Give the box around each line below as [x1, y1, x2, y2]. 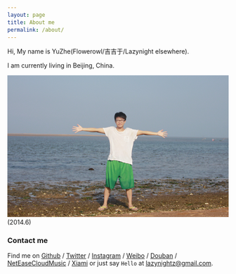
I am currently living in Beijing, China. [7, 61, 114, 70]
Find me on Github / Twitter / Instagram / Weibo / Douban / [7, 251, 178, 260]
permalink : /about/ [7, 26, 65, 33]
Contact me [7, 235, 48, 245]
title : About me [7, 18, 55, 26]
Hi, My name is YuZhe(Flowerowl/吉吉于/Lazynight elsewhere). [7, 47, 190, 56]
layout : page [7, 11, 46, 18]
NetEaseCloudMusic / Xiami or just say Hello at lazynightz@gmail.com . [7, 259, 214, 267]
